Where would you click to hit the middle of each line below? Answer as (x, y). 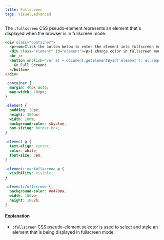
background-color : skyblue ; (38, 124)
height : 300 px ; (25, 115)
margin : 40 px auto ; (29, 88)
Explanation (18, 216)
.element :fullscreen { (28, 187)
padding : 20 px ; (25, 110)
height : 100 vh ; (25, 200)
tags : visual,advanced (28, 14)
